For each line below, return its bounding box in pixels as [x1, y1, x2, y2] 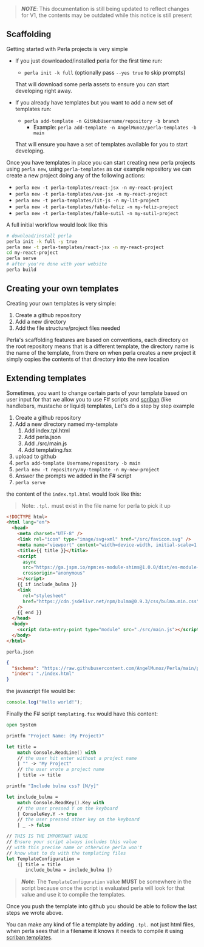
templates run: [15, 105, 52, 112]
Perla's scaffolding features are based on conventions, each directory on [6, 336, 189, 343]
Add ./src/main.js [24, 440, 67, 447]
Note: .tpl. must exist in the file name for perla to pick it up [21, 502, 171, 509]
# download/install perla [6, 233, 72, 239]
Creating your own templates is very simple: [6, 299, 117, 307]
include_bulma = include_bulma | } [25, 867, 113, 873]
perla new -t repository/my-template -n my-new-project [15, 467, 160, 473]
